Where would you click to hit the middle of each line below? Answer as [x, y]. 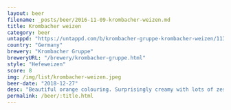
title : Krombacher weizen [44, 26]
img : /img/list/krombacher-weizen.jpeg [64, 77]
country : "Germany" [35, 45]
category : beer [29, 32]
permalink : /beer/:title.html [51, 96]
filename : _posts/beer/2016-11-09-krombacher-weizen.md [89, 20]
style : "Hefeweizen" [37, 64]
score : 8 [20, 70]
